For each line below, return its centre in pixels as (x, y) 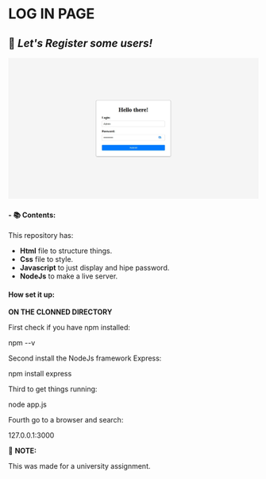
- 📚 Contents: (32, 215)
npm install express (40, 374)
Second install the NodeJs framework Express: (85, 358)
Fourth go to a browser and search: (66, 420)
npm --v (22, 343)
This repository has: (41, 236)
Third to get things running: (53, 389)
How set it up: (32, 294)
